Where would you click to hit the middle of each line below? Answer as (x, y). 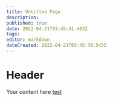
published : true (27, 23)
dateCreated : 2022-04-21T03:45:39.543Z (56, 46)
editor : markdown (28, 40)
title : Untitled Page (34, 12)
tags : (13, 34)
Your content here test (34, 91)
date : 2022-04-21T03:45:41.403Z (47, 29)
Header (25, 75)
